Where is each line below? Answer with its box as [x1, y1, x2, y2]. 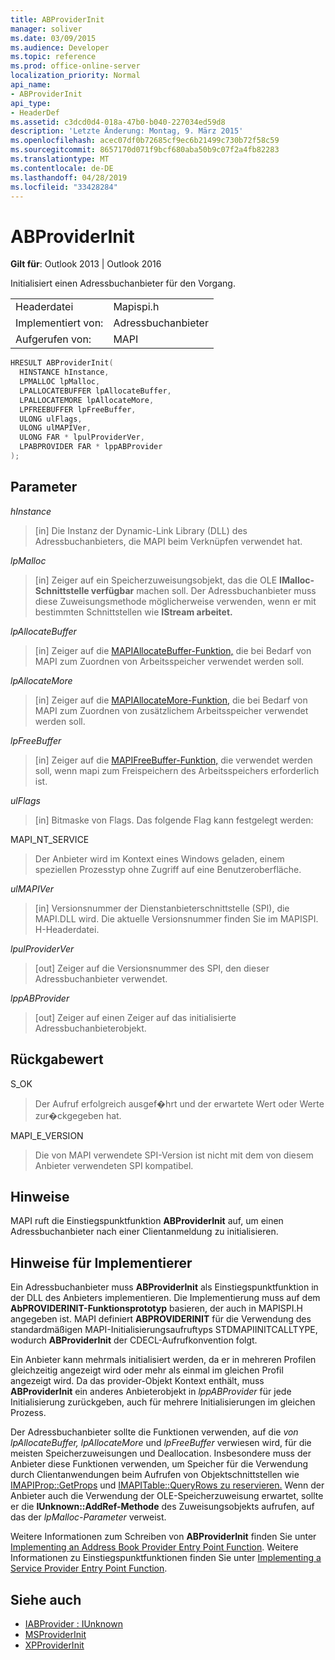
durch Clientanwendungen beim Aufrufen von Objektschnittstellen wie [10, 1469, 300, 1481]
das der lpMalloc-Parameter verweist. [10, 1511, 167, 1523]
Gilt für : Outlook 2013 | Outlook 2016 [10, 258, 162, 270]
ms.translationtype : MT [10, 154, 110, 164]
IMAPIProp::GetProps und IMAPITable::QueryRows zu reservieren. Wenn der [10, 1479, 325, 1491]
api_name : [10, 80, 52, 90]
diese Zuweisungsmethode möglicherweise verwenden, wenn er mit [34, 595, 317, 607]
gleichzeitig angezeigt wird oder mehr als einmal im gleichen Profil [10, 1364, 284, 1376]
